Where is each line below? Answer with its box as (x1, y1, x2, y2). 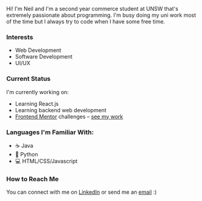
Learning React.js (15, 100, 59, 107)
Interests (6, 33, 33, 41)
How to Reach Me (6, 174, 59, 183)
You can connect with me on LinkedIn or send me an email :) (6, 188, 157, 196)
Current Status (6, 75, 51, 83)
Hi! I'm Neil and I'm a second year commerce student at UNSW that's (6, 5, 178, 12)
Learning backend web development (15, 106, 107, 113)
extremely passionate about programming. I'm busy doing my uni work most (6, 11, 197, 19)
